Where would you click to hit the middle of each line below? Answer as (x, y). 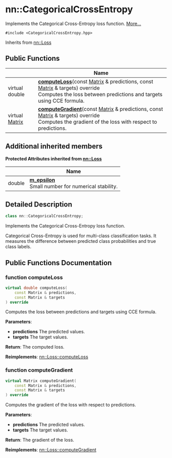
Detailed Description (39, 204)
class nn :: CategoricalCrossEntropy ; (44, 216)
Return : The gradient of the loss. (40, 440)
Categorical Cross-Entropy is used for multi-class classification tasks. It (81, 236)
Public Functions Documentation (59, 262)
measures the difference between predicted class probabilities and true (81, 241)
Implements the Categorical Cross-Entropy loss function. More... (73, 24)
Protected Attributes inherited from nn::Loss (53, 158)
